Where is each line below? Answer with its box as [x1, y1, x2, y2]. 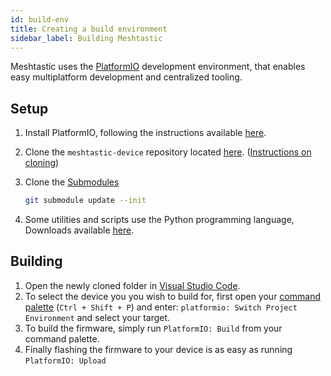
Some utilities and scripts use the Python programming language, [24, 214, 295, 226]
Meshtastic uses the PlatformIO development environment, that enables [10, 61, 306, 73]
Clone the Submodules [24, 176, 120, 188]
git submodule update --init [24, 196, 147, 206]
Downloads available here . [24, 224, 135, 236]
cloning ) [24, 157, 60, 169]
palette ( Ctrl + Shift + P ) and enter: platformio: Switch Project [24, 301, 298, 313]
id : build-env [10, 14, 70, 25]
